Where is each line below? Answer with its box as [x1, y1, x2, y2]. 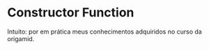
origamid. [7, 34, 35, 42]
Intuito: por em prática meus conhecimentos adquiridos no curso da [7, 27, 202, 36]
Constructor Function [7, 5, 134, 21]
